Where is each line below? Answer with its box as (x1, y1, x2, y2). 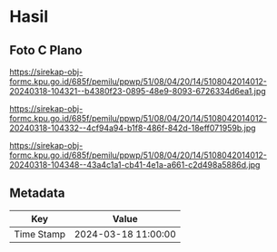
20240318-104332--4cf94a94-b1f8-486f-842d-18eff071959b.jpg (9, 122, 256, 133)
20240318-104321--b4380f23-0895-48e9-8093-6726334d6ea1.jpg (9, 86, 266, 96)
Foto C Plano (9, 43, 83, 58)
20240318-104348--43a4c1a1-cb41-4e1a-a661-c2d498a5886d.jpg (9, 160, 261, 170)
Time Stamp (14, 228, 66, 240)
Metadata (9, 186, 65, 201)
